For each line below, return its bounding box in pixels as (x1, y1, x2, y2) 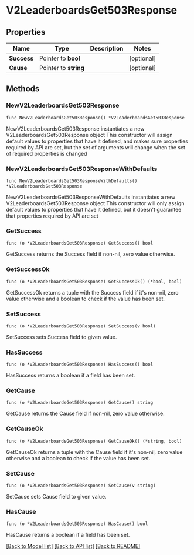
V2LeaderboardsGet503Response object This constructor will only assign (6, 199, 185, 206)
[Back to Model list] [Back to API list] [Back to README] (6, 543, 141, 550)
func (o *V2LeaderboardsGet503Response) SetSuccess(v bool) (6, 323, 156, 329)
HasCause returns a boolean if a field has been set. (6, 531, 130, 539)
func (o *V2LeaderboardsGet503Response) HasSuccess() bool (6, 362, 154, 367)
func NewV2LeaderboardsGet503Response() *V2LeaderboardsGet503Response (6, 115, 185, 121)
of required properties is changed (6, 150, 87, 157)
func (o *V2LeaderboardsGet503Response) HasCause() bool (6, 521, 148, 527)
